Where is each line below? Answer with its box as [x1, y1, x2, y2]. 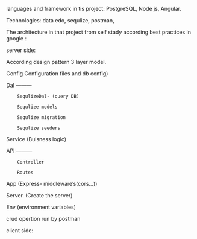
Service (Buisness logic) [6, 136, 67, 142]
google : [6, 35, 27, 42]
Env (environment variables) [6, 203, 77, 211]
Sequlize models [17, 104, 58, 110]
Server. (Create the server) [6, 192, 73, 199]
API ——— [6, 147, 33, 155]
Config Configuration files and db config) [6, 70, 108, 77]
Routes [17, 170, 34, 176]
